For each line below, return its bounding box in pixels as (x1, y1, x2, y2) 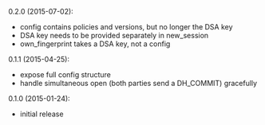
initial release (19, 109, 64, 119)
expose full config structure (19, 70, 112, 79)
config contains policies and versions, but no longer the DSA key (19, 22, 233, 31)
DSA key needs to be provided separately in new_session (19, 31, 209, 40)
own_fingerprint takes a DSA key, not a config (19, 39, 171, 49)
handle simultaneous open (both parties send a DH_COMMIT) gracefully (19, 79, 258, 88)
